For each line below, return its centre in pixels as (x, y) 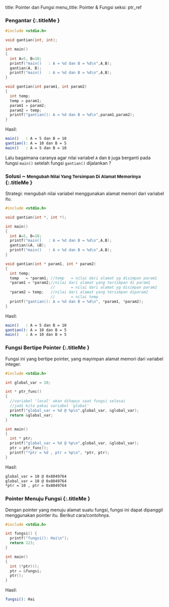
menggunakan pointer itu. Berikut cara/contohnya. (58, 515)
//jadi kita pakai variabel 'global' (50, 406)
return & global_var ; (31, 415)
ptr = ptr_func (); (29, 448)
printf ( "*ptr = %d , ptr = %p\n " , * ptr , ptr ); (60, 452)
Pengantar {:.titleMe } (33, 20)
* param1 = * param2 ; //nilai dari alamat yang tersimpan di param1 (80, 283)
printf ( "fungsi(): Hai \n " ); (39, 538)
